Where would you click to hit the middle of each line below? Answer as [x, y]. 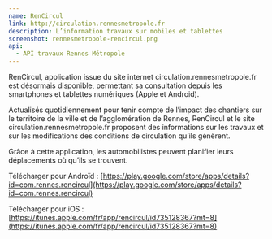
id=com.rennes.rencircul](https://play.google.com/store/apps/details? [125, 185]
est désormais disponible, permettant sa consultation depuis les [115, 85]
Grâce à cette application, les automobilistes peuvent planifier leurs [121, 152]
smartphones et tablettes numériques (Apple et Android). [104, 94]
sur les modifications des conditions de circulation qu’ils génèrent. [119, 136]
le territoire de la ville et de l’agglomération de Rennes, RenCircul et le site [132, 118]
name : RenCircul [36, 16]
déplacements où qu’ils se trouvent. [68, 160]
